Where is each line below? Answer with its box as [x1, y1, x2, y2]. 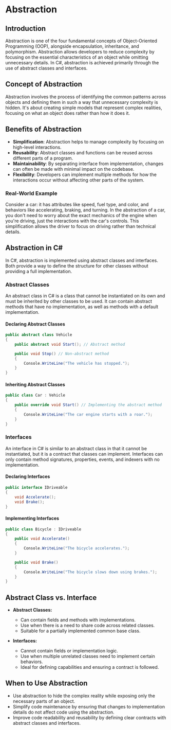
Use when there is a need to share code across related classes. [20, 622, 155, 629]
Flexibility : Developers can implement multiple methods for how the [12, 171, 157, 177]
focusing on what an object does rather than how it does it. [5, 110, 130, 116]
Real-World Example [5, 189, 58, 197]
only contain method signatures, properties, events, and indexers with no [5, 456, 160, 462]
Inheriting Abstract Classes [5, 381, 65, 387]
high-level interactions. [12, 144, 62, 150]
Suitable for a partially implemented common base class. [20, 628, 141, 634]
